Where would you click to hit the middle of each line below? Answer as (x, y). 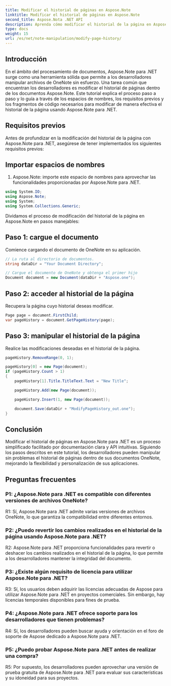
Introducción (26, 59)
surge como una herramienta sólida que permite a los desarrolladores (78, 77)
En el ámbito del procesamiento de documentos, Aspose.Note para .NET (81, 72)
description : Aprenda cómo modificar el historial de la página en (78, 24)
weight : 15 (17, 34)
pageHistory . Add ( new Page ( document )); (55, 390)
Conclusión (24, 429)
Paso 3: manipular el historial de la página (73, 336)
